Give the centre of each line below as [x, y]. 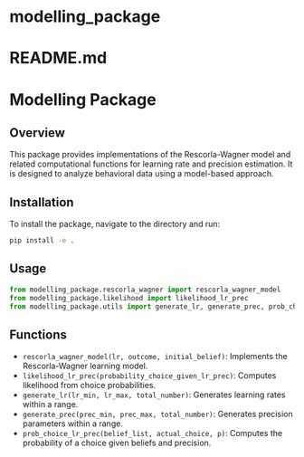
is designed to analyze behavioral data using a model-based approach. [142, 174]
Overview [38, 133]
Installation [42, 202]
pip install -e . [42, 241]
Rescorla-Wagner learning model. [85, 366]
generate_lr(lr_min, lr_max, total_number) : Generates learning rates [154, 395]
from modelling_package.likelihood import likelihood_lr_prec [129, 298]
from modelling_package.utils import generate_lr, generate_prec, [137, 306]
